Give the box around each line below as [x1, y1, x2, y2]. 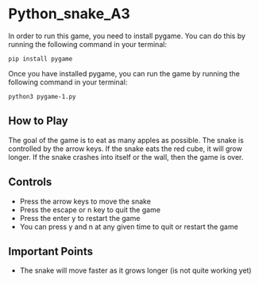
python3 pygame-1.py [8, 92, 77, 100]
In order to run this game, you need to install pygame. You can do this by [8, 31, 246, 41]
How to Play [8, 114, 69, 128]
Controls [8, 176, 52, 189]
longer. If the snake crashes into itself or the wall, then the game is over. [8, 152, 244, 161]
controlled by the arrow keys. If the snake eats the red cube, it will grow [8, 144, 242, 153]
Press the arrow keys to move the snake [19, 196, 151, 206]
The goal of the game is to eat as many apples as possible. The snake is [8, 135, 244, 145]
